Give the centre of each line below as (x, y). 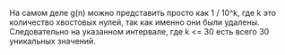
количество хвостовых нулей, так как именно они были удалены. (134, 22)
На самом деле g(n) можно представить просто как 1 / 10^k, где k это (142, 13)
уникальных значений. (52, 41)
